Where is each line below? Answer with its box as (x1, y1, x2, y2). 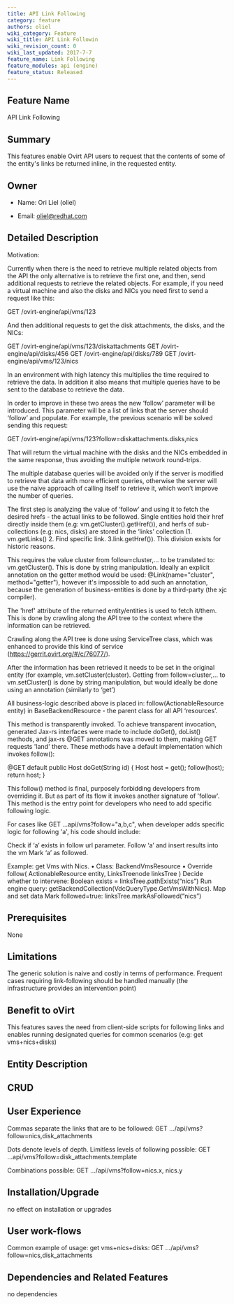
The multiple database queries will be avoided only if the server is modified (7, 469, 224, 478)
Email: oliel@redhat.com (17, 211, 87, 220)
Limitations (7, 950, 57, 962)
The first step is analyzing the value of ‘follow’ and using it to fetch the (7, 505, 210, 513)
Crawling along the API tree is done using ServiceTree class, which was (7, 634, 213, 643)
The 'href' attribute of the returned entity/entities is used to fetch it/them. (7, 606, 217, 615)
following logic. (7, 806, 51, 815)
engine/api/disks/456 (7, 349, 69, 357)
